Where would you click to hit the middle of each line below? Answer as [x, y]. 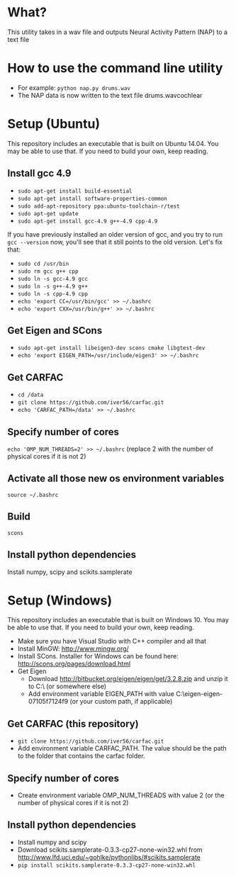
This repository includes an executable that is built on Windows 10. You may [118, 620]
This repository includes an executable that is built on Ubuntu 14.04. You [113, 143]
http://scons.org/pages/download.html [74, 664]
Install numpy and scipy [52, 842]
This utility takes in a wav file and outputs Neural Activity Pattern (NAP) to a [118, 32]
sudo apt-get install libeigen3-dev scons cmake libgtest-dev [111, 348]
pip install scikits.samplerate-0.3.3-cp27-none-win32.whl [107, 865]
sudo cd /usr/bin [43, 264]
